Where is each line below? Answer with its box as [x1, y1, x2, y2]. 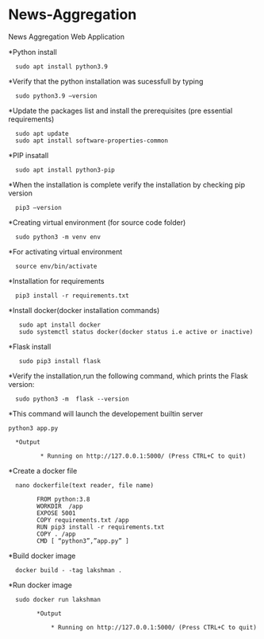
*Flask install [8, 342, 52, 351]
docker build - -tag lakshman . [15, 566, 123, 574]
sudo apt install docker [18, 320, 101, 329]
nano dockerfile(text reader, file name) [15, 481, 155, 490]
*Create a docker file [8, 466, 78, 475]
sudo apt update [15, 130, 69, 137]
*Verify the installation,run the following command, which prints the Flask [8, 371, 248, 381]
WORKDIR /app [36, 502, 83, 510]
